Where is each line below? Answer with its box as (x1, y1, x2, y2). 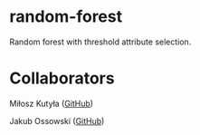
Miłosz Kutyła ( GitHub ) (9, 98, 93, 109)
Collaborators (9, 68, 115, 89)
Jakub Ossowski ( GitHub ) (9, 115, 105, 126)
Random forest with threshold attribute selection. (9, 36, 192, 47)
